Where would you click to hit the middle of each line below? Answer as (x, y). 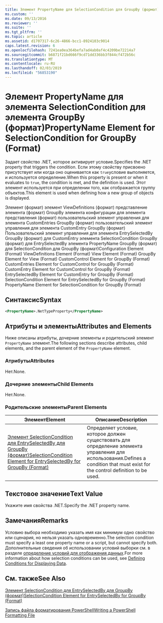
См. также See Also (35, 579)
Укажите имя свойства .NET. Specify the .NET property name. (67, 505)
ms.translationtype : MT (29, 59)
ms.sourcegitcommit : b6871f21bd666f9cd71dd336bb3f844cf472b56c (70, 55)
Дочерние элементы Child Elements (49, 384)
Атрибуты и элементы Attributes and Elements (78, 326)
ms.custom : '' (19, 14)
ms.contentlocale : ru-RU (30, 64)
